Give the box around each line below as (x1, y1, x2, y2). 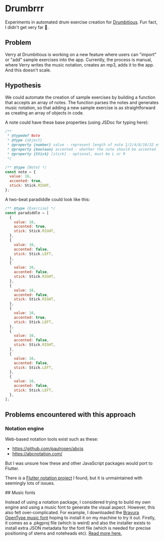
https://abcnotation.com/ (12, 451, 62, 457)
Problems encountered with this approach (5, 410, 136, 419)
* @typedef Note (7, 133, 41, 138)
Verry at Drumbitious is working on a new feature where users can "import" (5, 51, 157, 57)
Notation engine (5, 425, 44, 432)
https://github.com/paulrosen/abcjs (12, 446, 84, 451)
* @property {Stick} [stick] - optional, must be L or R (7, 151, 125, 157)
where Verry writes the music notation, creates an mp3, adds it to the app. (5, 62, 155, 68)
